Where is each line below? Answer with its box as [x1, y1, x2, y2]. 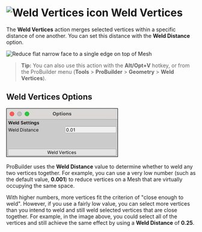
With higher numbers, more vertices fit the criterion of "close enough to [6, 194, 184, 201]
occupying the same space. [6, 182, 75, 189]
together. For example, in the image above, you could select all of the [6, 213, 177, 220]
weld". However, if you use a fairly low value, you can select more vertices [6, 200, 191, 207]
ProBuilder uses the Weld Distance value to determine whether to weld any [6, 162, 194, 170]
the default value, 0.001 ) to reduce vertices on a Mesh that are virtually [6, 176, 183, 183]
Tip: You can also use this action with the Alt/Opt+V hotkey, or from [20, 62, 190, 69]
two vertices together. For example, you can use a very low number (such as [6, 169, 196, 176]
